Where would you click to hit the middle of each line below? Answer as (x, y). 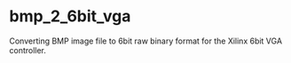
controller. (28, 50)
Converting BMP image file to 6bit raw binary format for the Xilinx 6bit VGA (145, 41)
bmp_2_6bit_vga (70, 16)
